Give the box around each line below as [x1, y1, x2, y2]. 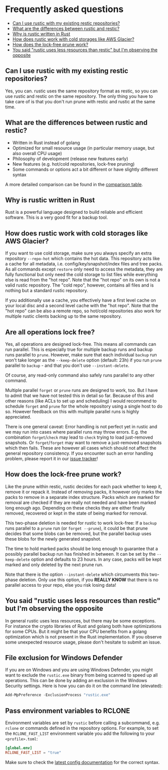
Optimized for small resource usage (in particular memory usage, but [12, 145, 155, 151]
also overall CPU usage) [12, 150, 62, 156]
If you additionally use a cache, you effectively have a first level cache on [5, 297, 156, 303]
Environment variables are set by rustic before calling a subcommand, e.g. [5, 720, 160, 726]
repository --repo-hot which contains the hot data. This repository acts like [5, 255, 160, 262]
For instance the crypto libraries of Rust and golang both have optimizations [5, 623, 161, 629]
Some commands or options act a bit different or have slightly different [12, 166, 158, 172]
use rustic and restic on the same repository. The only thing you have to [5, 93, 153, 99]
